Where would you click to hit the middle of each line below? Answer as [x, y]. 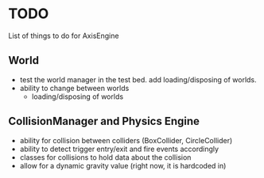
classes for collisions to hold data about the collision [105, 157]
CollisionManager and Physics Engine [104, 121]
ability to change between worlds [74, 88]
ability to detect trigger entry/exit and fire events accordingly [119, 149]
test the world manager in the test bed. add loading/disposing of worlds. [138, 79]
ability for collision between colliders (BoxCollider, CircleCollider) [126, 140]
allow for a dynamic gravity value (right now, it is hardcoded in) [123, 165]
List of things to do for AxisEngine [64, 36]
